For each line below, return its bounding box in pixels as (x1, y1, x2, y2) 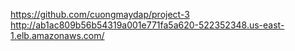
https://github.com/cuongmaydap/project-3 (10, 9, 190, 20)
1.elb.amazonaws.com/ (10, 30, 105, 41)
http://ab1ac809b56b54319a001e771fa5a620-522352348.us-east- (10, 19, 285, 31)
